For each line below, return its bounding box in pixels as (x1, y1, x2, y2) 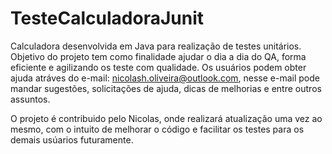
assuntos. (10, 93, 51, 105)
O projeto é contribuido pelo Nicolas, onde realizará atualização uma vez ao (10, 112, 323, 124)
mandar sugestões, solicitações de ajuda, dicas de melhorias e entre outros (10, 82, 322, 94)
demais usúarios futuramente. (10, 133, 134, 146)
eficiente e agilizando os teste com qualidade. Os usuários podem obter (10, 61, 307, 73)
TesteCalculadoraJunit (10, 7, 204, 30)
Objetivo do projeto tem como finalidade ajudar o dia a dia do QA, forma (10, 50, 307, 62)
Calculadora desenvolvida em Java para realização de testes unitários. (10, 40, 302, 52)
